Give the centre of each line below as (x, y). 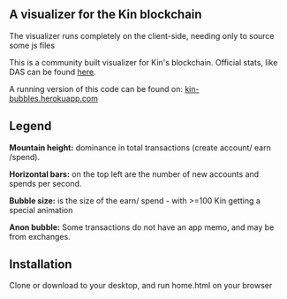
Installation (41, 264)
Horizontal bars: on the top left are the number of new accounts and (134, 174)
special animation (41, 210)
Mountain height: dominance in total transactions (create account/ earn (140, 147)
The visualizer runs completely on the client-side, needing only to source (142, 35)
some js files (32, 45)
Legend (30, 126)
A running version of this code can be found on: (96, 88)
